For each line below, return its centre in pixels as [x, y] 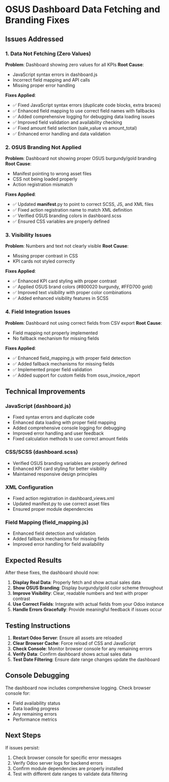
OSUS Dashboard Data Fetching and [83, 9]
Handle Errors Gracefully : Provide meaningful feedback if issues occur [87, 610]
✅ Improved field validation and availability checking [67, 122]
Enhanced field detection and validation [54, 533]
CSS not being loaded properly [45, 179]
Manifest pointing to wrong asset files [52, 174]
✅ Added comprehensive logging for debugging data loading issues [83, 116]
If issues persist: [22, 747]
